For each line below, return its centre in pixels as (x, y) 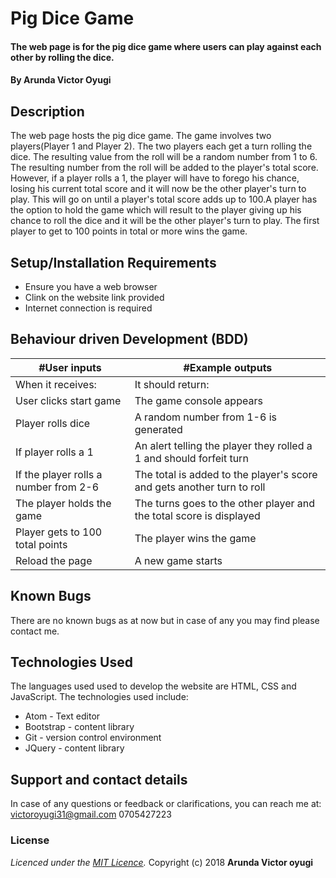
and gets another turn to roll (200, 487)
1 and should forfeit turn (191, 458)
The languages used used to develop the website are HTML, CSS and (153, 686)
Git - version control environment (93, 738)
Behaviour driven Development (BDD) (129, 339)
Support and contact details (99, 779)
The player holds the (63, 503)
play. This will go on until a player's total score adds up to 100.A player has (164, 199)
